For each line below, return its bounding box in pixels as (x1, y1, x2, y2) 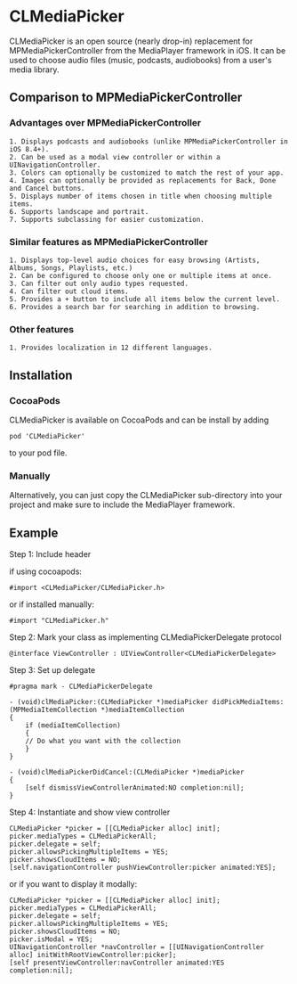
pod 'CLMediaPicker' (9, 431, 86, 440)
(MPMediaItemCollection (9, 706, 98, 715)
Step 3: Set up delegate (9, 665, 96, 676)
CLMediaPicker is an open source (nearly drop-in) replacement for (9, 36, 253, 46)
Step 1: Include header (9, 549, 92, 560)
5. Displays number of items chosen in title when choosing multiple (9, 192, 273, 201)
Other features (9, 323, 75, 335)
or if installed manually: (9, 599, 95, 610)
